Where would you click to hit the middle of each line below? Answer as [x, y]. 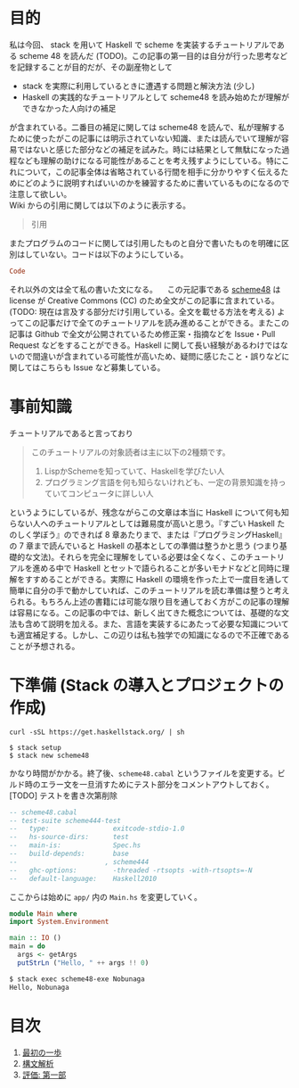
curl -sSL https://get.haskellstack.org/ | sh [97, 732]
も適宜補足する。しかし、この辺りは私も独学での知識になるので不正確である [149, 635]
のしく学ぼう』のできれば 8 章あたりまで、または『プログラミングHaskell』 [148, 534]
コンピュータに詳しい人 [111, 493]
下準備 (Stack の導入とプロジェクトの [147, 685]
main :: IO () [36, 938]
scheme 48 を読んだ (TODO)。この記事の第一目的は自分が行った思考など [154, 55]
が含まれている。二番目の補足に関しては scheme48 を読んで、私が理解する [147, 127]
